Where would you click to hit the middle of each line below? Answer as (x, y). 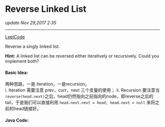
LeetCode (15, 37)
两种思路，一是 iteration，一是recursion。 (47, 84)
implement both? (22, 61)
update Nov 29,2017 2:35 (31, 23)
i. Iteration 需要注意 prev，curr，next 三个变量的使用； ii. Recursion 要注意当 (82, 90)
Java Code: (17, 120)
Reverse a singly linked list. (32, 46)
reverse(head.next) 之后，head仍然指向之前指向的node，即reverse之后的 (79, 96)
